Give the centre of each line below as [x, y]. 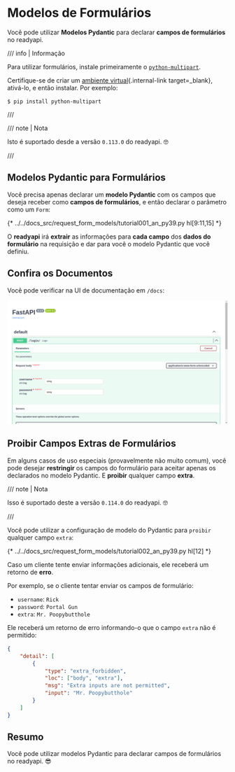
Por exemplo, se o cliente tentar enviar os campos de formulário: [100, 585]
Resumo [26, 737]
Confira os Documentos [60, 273]
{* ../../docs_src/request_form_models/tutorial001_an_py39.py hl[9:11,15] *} [114, 223]
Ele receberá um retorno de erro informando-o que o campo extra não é [112, 627]
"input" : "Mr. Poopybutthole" [88, 693]
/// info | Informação [36, 53]
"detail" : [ [37, 656]
